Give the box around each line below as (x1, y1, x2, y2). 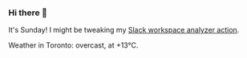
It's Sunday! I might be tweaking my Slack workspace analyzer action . (8, 25, 240, 35)
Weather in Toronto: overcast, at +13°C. (8, 41, 139, 50)
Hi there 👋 (8, 7, 48, 18)
